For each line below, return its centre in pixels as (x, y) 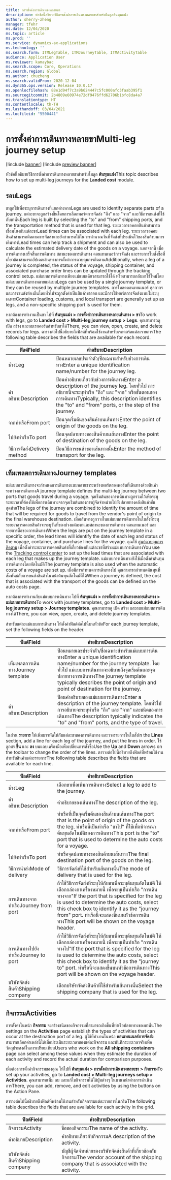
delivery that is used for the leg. (95, 875)
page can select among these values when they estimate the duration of (81, 1054)
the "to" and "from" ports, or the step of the (108, 405)
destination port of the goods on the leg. (105, 860)
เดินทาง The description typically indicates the (110, 716)
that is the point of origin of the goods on (106, 820)
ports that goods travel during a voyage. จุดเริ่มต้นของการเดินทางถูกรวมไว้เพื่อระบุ (82, 496)
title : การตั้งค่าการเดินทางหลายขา (33, 10)
